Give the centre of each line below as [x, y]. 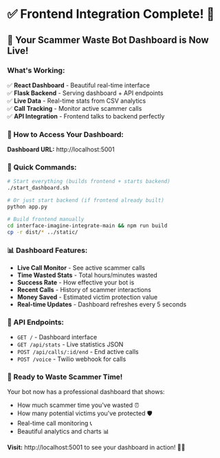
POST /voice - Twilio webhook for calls [71, 359]
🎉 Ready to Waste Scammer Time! [65, 377]
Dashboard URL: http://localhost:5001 [61, 149]
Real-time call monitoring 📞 [55, 424]
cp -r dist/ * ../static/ [43, 232]
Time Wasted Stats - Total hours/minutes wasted [87, 275]
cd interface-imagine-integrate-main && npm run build [87, 226]
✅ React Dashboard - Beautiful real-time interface [78, 85]
